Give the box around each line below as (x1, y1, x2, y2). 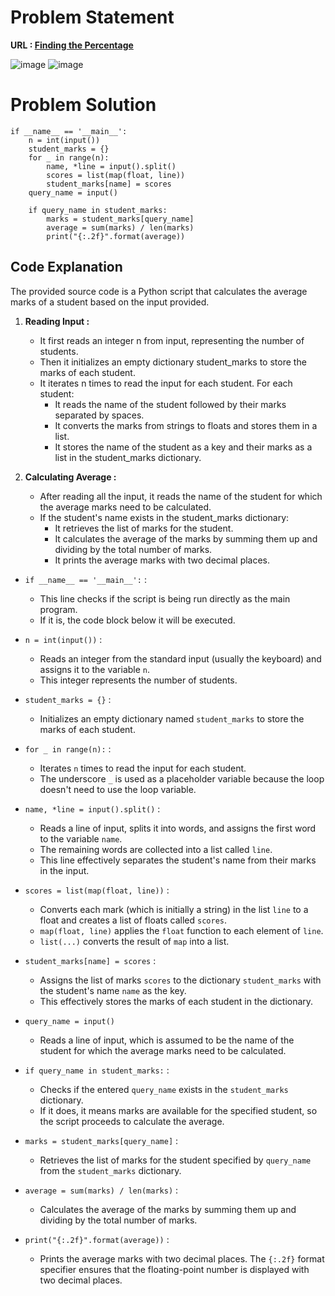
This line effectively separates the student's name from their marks (39, 854, 317, 866)
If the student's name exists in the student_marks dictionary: (39, 511, 290, 523)
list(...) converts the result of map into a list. (39, 935, 230, 947)
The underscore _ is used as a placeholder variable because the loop (39, 772, 325, 785)
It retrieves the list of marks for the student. (54, 522, 234, 534)
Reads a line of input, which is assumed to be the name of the (39, 1034, 295, 1046)
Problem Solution (10, 94, 157, 116)
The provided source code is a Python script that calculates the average (10, 285, 308, 297)
